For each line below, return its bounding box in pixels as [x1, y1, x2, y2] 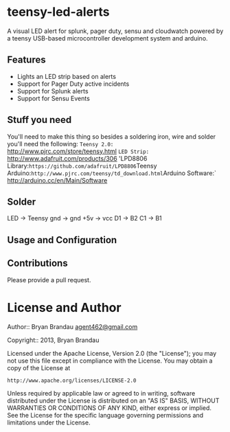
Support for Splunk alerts [16, 87, 89, 95]
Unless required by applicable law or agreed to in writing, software [7, 389, 196, 397]
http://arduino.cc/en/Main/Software [7, 176, 108, 184]
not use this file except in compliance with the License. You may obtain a [7, 356, 213, 365]
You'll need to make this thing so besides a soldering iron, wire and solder [7, 132, 216, 141]
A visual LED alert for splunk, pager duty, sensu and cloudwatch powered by [7, 27, 224, 35]
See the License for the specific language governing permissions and [7, 411, 204, 419]
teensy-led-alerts [7, 4, 110, 20]
